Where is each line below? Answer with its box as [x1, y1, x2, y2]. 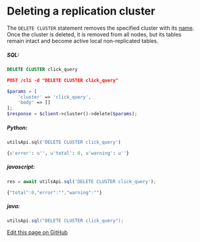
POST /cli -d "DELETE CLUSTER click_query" [7, 77, 119, 83]
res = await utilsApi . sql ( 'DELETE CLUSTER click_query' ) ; [7, 178, 156, 184]
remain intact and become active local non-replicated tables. [7, 37, 159, 44]
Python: [7, 124, 28, 131]
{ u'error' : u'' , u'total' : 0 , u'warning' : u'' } [7, 150, 130, 156]
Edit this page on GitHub [7, 229, 68, 236]
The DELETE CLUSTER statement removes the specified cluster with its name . [7, 24, 195, 32]
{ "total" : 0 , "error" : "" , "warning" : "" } [7, 189, 102, 195]
